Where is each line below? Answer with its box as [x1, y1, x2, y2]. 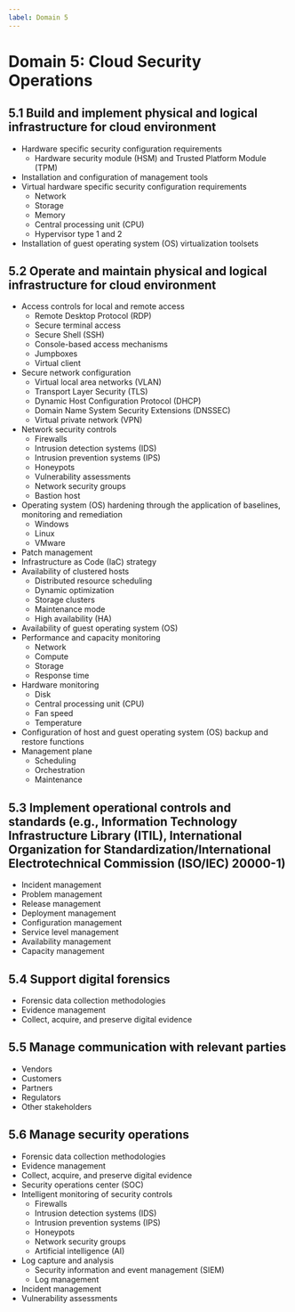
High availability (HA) [34, 614, 112, 624]
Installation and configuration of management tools [20, 171, 209, 183]
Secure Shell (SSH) [34, 330, 105, 340]
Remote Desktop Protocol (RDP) [34, 311, 152, 322]
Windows [34, 518, 69, 530]
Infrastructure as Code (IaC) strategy [20, 557, 157, 567]
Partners [20, 1082, 53, 1093]
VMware [34, 538, 66, 549]
